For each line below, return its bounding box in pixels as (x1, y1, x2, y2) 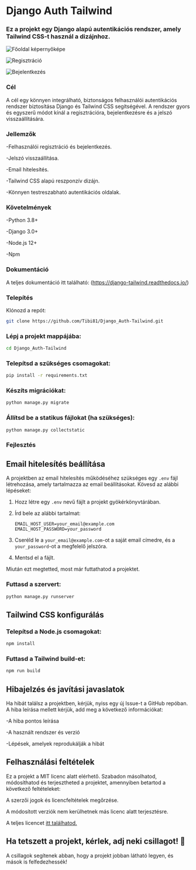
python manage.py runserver (6, 594, 75, 599)
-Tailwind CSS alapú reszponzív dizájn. (6, 177, 100, 184)
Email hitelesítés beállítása (6, 459, 105, 469)
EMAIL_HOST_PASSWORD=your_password (14, 527, 102, 532)
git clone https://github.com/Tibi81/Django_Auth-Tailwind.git (6, 318, 164, 324)
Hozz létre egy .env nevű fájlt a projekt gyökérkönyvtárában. (14, 498, 161, 505)
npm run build (6, 668, 41, 674)
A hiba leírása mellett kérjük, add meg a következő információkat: (6, 706, 163, 713)
